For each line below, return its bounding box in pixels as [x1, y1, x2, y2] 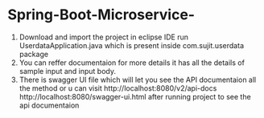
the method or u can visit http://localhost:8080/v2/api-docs [19, 83, 217, 93]
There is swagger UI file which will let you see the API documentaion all [19, 75, 257, 84]
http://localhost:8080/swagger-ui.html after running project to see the [19, 92, 251, 101]
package [19, 49, 49, 59]
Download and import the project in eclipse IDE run [19, 32, 189, 42]
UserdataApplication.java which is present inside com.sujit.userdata [19, 40, 245, 50]
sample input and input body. [19, 66, 116, 75]
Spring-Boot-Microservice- [7, 6, 195, 24]
